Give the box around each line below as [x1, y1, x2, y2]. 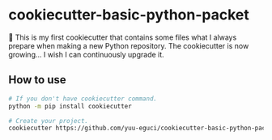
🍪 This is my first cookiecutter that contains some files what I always [8, 32, 237, 42]
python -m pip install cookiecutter [8, 102, 132, 110]
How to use [8, 73, 66, 87]
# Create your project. [8, 117, 89, 125]
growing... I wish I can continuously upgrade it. [8, 49, 164, 59]
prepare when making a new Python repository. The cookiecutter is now [8, 40, 249, 50]
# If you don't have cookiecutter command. [8, 95, 158, 103]
